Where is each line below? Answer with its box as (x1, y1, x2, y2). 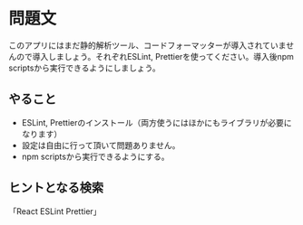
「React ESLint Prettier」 (8, 205, 102, 217)
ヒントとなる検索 (8, 180, 104, 195)
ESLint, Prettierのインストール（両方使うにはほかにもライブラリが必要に (21, 117, 292, 127)
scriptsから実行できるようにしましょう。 (8, 62, 161, 73)
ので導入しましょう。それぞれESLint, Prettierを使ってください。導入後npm (15, 51, 294, 61)
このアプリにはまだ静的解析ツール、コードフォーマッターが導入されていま (8, 40, 287, 51)
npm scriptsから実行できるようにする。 (21, 151, 170, 162)
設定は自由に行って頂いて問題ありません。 (21, 139, 181, 150)
